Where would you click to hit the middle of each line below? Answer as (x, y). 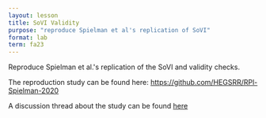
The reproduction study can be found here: (78, 83)
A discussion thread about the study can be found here (98, 106)
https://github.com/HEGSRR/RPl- (204, 83)
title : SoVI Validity (44, 23)
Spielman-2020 (34, 90)
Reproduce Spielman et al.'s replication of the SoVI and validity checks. (124, 67)
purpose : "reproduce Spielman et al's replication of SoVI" (110, 30)
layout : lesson (33, 15)
